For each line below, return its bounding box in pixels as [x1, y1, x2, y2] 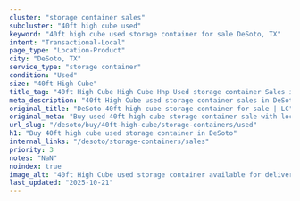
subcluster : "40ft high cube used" [9, 21, 142, 30]
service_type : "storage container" [9, 63, 142, 72]
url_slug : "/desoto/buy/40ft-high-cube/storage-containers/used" [9, 121, 257, 130]
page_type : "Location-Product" [9, 46, 126, 55]
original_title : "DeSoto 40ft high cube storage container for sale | [9, 104, 278, 113]
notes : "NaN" [9, 153, 58, 163]
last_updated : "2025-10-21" [9, 179, 114, 188]
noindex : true [9, 162, 62, 171]
